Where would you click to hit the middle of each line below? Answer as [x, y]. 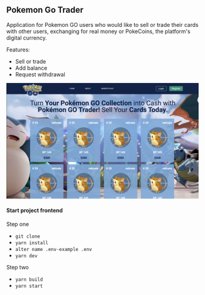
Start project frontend [34, 211]
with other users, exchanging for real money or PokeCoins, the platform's [99, 31]
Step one [18, 224]
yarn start [29, 286]
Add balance [31, 68]
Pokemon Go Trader [45, 10]
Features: [18, 49]
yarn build [29, 279]
